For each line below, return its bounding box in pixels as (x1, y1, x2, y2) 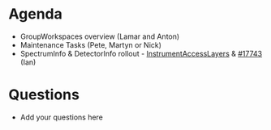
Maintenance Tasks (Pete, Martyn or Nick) (19, 40, 162, 49)
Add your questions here (19, 112, 104, 122)
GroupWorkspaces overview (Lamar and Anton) (19, 31, 180, 41)
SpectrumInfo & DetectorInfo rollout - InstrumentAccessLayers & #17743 (19, 48, 262, 58)
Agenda (8, 5, 62, 23)
